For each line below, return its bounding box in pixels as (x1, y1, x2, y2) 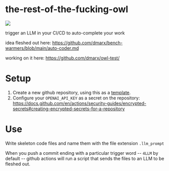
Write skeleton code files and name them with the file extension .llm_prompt (5, 140, 164, 146)
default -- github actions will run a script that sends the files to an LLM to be (5, 155, 164, 161)
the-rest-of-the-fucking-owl (5, 4, 128, 15)
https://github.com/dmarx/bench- (52, 40, 123, 46)
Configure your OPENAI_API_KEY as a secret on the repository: (12, 95, 140, 101)
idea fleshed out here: (5, 40, 51, 46)
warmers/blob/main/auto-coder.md (5, 45, 79, 51)
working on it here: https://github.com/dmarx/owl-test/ (5, 55, 120, 61)
